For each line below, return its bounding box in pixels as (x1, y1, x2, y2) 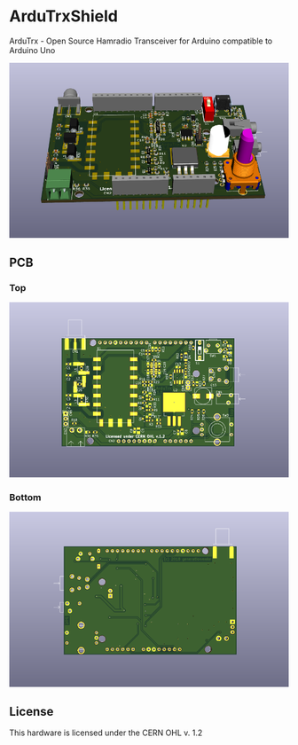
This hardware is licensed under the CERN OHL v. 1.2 (9, 727, 203, 738)
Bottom (9, 490, 42, 503)
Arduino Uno (9, 44, 56, 55)
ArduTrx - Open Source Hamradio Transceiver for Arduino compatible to (9, 35, 273, 46)
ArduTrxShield (9, 6, 118, 27)
